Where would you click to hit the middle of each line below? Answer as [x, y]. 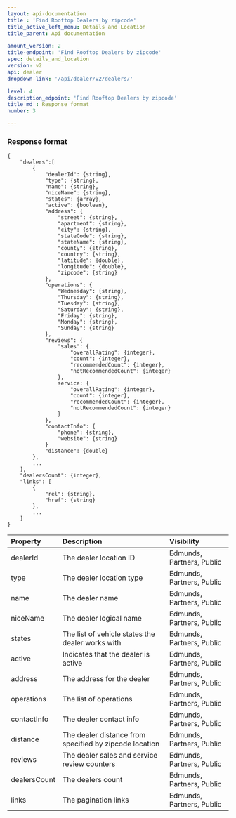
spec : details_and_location [48, 59]
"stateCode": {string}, [92, 236]
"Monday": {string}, [87, 322]
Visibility [184, 541]
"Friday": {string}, [87, 316]
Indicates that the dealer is [106, 654]
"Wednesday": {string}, [92, 291]
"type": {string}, [72, 181]
